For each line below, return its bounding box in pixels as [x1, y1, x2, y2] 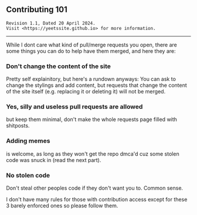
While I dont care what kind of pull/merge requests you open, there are [6, 41, 178, 48]
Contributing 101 [6, 5, 67, 15]
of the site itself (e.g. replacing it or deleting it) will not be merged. [6, 88, 166, 95]
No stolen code [6, 171, 50, 179]
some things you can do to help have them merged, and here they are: [6, 47, 176, 55]
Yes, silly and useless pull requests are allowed [6, 103, 143, 111]
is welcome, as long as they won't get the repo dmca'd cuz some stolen [6, 150, 180, 157]
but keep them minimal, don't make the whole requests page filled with [6, 116, 178, 123]
